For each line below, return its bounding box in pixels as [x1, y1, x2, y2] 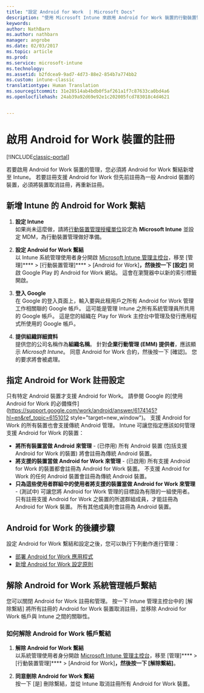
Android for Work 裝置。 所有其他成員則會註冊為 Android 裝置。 [15, 503, 175, 510]
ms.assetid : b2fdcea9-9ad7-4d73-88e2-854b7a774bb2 [6, 71, 137, 77]
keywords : [6, 20, 32, 26]
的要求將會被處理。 [15, 356, 64, 363]
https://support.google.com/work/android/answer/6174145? [8, 407, 158, 414]
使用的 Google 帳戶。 [25, 320, 80, 327]
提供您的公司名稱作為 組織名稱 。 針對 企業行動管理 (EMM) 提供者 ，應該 [15, 340, 191, 348]
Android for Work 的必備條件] [6, 400, 80, 407]
